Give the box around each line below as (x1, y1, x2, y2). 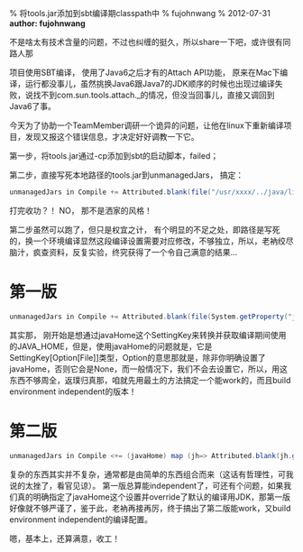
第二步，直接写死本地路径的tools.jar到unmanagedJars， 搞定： (9, 170, 244, 180)
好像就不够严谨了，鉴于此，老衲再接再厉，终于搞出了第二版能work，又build (9, 502, 291, 513)
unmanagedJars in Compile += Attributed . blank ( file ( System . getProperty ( (9, 312, 289, 321)
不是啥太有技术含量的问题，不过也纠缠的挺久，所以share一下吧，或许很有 (9, 37, 283, 47)
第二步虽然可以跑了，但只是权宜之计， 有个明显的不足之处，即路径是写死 (9, 224, 280, 235)
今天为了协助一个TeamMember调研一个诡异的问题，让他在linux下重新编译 (9, 120, 284, 131)
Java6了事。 (9, 101, 56, 111)
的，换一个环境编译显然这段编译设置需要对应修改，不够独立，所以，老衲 (9, 235, 278, 246)
